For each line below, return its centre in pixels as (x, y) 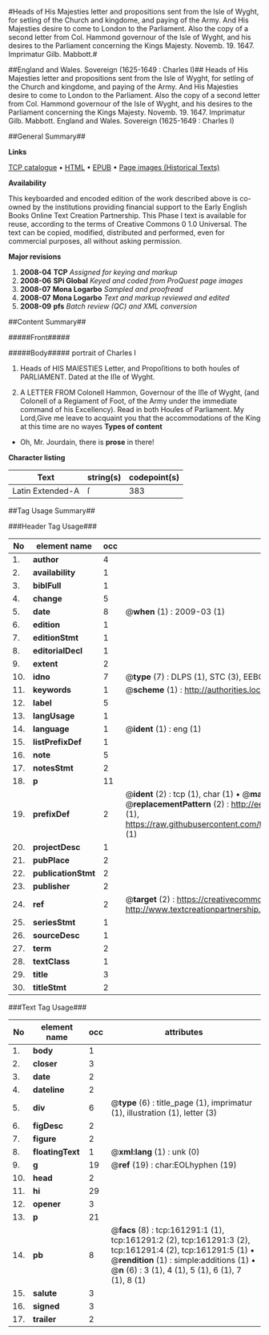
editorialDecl (58, 651)
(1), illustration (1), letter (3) (164, 1112)
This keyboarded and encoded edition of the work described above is (123, 198)
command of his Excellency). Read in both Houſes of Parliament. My (132, 409)
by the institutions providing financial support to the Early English (140, 207)
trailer (45, 1319)
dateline (49, 1090)
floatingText (56, 1152)
